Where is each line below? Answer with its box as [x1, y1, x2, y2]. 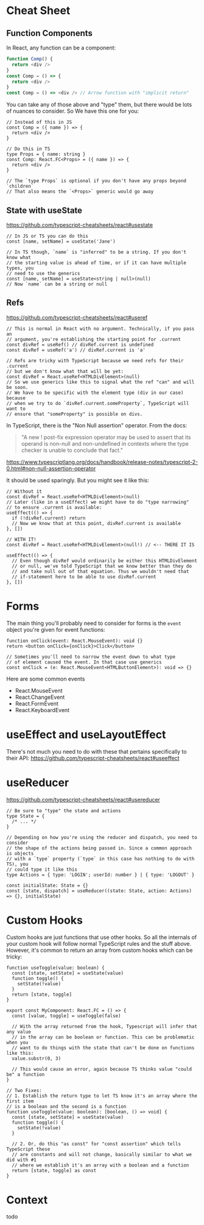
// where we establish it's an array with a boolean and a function [12, 1162, 189, 1168]
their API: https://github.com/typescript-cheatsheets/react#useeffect [6, 754, 180, 762]
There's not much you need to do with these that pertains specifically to [6, 748, 187, 755]
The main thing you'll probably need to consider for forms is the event [6, 620, 181, 627]
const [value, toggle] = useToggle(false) [12, 1013, 121, 1019]
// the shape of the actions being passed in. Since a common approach [6, 845, 192, 851]
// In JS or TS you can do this [6, 233, 88, 239]
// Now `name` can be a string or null [6, 281, 108, 287]
